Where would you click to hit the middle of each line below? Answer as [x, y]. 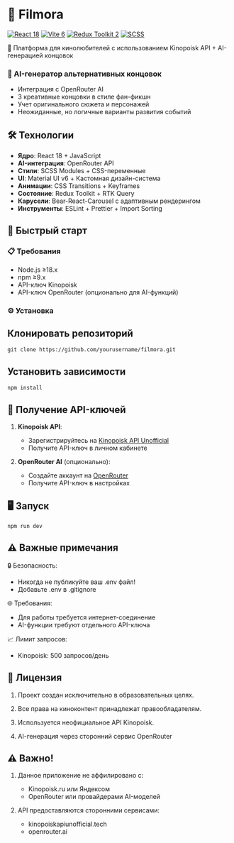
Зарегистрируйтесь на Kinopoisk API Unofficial [98, 441]
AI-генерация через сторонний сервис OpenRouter [95, 736]
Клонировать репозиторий [70, 334]
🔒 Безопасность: [33, 565]
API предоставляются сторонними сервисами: [89, 810]
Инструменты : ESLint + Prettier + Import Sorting [90, 209]
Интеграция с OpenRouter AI [61, 89]
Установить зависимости [67, 371]
